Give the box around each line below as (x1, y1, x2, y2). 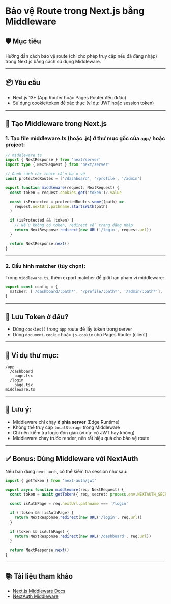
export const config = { (5, 284, 58, 289)
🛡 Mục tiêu (5, 37, 41, 45)
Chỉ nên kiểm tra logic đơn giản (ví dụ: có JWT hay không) (12, 429, 135, 435)
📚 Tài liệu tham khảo (5, 572, 73, 581)
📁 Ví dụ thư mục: (5, 351, 59, 360)
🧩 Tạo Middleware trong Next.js (5, 120, 107, 128)
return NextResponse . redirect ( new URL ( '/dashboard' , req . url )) (14, 534, 152, 539)
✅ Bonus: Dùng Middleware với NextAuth (5, 455, 138, 463)
